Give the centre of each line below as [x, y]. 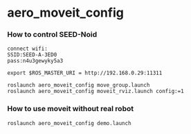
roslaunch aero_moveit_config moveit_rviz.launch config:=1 [96, 92]
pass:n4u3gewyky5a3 [35, 61]
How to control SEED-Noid [52, 35]
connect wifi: [28, 49]
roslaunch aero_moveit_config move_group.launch [79, 85]
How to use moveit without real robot [70, 109]
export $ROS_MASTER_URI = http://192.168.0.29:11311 [85, 73]
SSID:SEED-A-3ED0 [32, 55]
